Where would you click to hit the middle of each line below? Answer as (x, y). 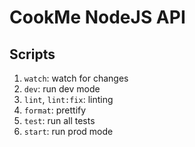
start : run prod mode (68, 131)
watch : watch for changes (76, 78)
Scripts (32, 54)
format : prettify (55, 110)
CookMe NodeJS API (97, 17)
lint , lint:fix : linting (68, 99)
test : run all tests (59, 120)
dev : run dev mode (62, 89)
